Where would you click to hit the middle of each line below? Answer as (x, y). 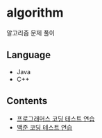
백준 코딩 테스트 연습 (44, 127)
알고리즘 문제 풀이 (31, 33)
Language (29, 55)
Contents (27, 101)
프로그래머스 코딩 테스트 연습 (56, 119)
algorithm (35, 13)
